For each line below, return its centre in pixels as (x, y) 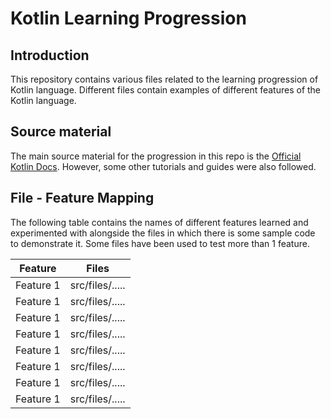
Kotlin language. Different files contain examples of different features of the (166, 90)
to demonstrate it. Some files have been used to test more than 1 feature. (160, 243)
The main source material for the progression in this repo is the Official (156, 156)
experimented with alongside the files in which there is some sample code (163, 233)
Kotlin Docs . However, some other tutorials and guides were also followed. (163, 166)
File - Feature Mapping (82, 198)
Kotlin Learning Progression (128, 18)
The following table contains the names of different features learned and (159, 222)
